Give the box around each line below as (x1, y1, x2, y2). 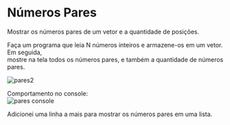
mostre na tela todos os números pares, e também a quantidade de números (7, 55, 224, 63)
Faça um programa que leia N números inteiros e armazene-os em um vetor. (7, 41, 223, 49)
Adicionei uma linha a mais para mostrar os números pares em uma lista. (7, 110, 213, 118)
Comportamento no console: (7, 89, 88, 98)
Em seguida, (7, 48, 43, 56)
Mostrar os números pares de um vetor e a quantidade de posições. (7, 27, 200, 36)
